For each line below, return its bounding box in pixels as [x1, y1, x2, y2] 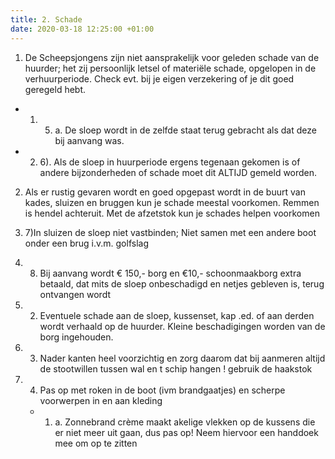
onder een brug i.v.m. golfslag [24, 237, 149, 249]
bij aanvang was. [54, 134, 125, 146]
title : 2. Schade [10, 14, 83, 25]
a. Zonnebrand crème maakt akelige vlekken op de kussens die [54, 416, 316, 428]
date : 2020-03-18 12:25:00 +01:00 [10, 24, 155, 34]
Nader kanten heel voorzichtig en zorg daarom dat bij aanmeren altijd [39, 352, 326, 364]
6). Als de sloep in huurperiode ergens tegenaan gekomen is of [39, 156, 301, 168]
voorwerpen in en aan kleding [39, 394, 163, 406]
